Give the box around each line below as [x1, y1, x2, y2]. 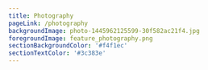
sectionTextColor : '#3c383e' [8, 49, 106, 57]
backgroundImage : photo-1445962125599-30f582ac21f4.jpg [8, 27, 200, 35]
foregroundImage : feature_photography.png [8, 34, 153, 43]
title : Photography [8, 11, 74, 20]
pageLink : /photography [8, 19, 89, 27]
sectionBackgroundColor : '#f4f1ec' [8, 42, 128, 50]
